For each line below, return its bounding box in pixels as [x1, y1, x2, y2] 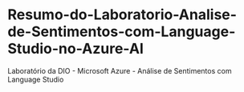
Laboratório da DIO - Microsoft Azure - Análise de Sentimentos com [7, 66, 232, 75]
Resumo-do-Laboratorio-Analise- [7, 6, 238, 24]
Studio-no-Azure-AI [7, 40, 144, 58]
